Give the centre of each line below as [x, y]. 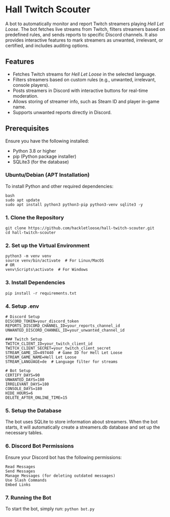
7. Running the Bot [28, 497]
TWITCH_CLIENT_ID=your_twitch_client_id [49, 344]
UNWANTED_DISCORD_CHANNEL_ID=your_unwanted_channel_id [65, 330]
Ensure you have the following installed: [47, 141]
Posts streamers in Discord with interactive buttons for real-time [80, 90]
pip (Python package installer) [45, 156]
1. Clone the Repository [35, 217]
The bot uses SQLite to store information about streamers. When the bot [81, 422]
